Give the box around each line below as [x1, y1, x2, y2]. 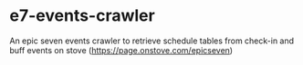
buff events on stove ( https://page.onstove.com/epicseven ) [9, 44, 234, 55]
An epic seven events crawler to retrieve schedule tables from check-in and [9, 35, 295, 46]
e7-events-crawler [9, 5, 155, 26]
